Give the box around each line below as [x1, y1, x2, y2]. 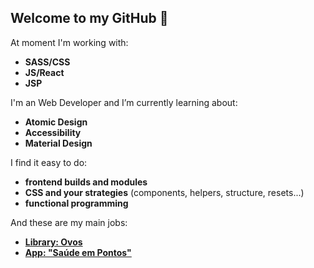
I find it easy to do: [10, 156, 88, 168]
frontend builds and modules [24, 176, 148, 188]
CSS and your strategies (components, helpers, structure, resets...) [24, 186, 305, 198]
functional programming [24, 197, 129, 209]
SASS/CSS [24, 56, 71, 68]
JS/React [24, 66, 65, 78]
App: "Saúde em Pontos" [24, 246, 132, 258]
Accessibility [24, 126, 82, 138]
